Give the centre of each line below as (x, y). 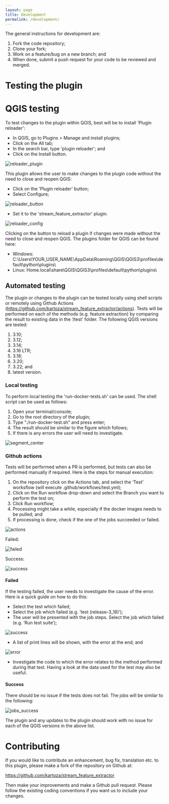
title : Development (26, 15)
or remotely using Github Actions (40, 303)
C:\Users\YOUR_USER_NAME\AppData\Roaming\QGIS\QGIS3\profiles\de (88, 259)
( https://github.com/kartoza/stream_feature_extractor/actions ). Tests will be (84, 308)
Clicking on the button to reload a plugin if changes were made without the (83, 233)
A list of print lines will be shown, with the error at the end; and (78, 642)
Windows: (23, 254)
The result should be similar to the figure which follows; (70, 427)
